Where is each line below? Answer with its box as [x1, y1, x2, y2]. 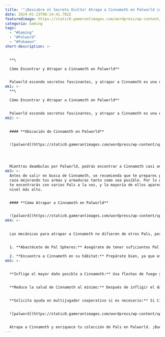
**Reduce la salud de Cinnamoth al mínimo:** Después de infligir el [9, 285, 155, 290]
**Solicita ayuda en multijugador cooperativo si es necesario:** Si [9, 298, 155, 303]
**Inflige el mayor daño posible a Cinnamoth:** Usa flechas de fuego [9, 272, 157, 277]
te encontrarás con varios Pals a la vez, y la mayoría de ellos [9, 182, 146, 187]
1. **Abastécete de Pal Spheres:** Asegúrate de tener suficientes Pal [9, 245, 160, 250]
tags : [5, 26, 16, 31]
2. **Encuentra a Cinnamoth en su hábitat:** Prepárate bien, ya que [9, 254, 155, 259]
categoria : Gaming [5, 21, 43, 26]
